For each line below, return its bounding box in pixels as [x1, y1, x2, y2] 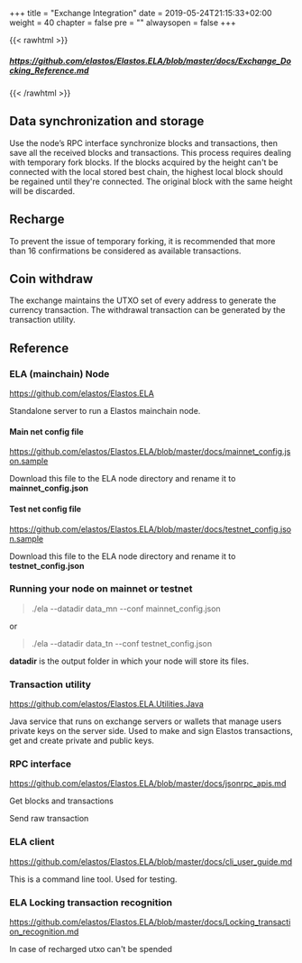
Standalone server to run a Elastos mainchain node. [9, 406, 201, 417]
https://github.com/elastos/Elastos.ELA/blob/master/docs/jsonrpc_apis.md [9, 778, 287, 789]
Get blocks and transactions [9, 795, 114, 806]
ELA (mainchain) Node [9, 367, 110, 380]
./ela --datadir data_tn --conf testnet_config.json [31, 637, 213, 648]
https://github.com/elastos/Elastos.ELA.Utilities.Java [9, 699, 205, 710]
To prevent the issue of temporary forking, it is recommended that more [9, 235, 276, 246]
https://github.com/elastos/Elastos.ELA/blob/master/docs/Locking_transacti [9, 916, 291, 927]
